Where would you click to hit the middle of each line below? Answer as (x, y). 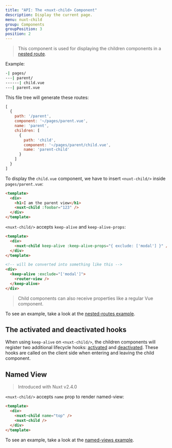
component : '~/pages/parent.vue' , (51, 121)
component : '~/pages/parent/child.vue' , (67, 145)
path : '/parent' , (33, 116)
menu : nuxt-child (24, 19)
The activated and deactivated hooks (66, 330)
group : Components (25, 24)
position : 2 (18, 34)
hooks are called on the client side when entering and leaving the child (80, 353)
